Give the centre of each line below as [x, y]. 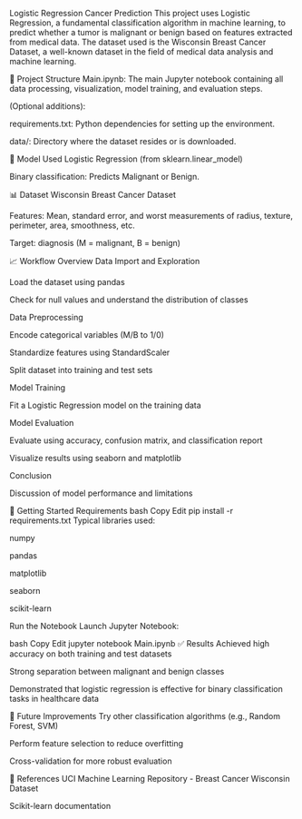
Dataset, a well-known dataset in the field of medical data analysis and [141, 52]
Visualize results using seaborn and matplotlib [95, 458]
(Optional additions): [48, 106]
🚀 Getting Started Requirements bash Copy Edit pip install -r [122, 511]
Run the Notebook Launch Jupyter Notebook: [94, 626]
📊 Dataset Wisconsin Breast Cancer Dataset [93, 195]
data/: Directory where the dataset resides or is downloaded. [123, 141]
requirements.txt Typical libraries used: [83, 520]
